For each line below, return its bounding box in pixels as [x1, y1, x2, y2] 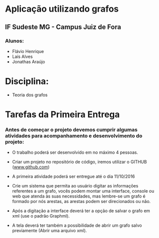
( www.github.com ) [12, 164, 50, 170]
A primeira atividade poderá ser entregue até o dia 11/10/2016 [12, 174, 135, 180]
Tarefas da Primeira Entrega [5, 109, 120, 120]
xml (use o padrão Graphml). [12, 213, 70, 219]
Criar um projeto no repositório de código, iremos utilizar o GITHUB [12, 159, 147, 165]
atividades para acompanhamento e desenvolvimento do [5, 132, 142, 139]
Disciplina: [5, 76, 49, 87]
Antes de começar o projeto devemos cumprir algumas [5, 126, 138, 133]
